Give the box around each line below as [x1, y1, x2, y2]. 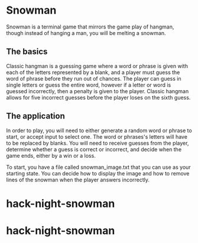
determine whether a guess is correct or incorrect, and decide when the [6, 146, 182, 153]
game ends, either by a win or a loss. [6, 152, 96, 159]
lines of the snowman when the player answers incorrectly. [6, 176, 150, 183]
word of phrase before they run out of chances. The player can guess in [6, 75, 181, 82]
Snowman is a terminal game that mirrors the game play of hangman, [6, 23, 174, 30]
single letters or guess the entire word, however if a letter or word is [6, 81, 171, 88]
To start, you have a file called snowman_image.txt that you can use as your [6, 164, 191, 171]
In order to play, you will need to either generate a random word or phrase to [6, 127, 192, 134]
